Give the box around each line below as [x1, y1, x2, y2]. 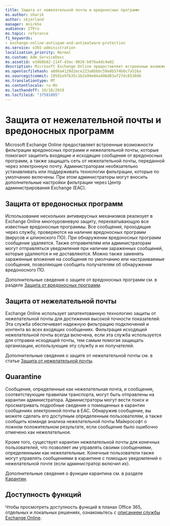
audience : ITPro [5, 26, 39, 31]
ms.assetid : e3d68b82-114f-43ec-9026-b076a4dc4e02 [5, 59, 114, 64]
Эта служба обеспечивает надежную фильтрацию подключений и [5, 321, 149, 327]
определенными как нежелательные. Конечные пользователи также [5, 449, 154, 455]
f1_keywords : [5, 36, 33, 41]
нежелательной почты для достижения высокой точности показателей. [5, 315, 160, 322]
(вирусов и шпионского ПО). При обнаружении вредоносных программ [5, 234, 161, 241]
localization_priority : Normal [5, 50, 71, 55]
